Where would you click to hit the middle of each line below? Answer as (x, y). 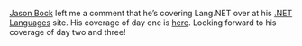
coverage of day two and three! (68, 32)
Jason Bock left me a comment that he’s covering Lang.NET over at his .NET (151, 13)
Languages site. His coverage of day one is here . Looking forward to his (143, 23)
